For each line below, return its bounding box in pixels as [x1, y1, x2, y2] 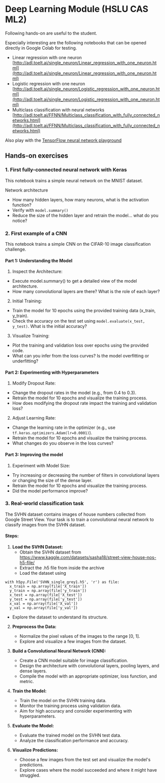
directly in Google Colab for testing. [5, 45, 77, 51]
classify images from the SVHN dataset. [5, 522, 86, 527]
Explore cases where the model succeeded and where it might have [19, 767, 157, 773]
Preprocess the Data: [12, 624, 56, 630]
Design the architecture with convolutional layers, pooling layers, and [19, 663, 160, 669]
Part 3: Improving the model [5, 452, 63, 457]
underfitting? [12, 358, 38, 364]
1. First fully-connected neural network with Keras [5, 166, 127, 173]
